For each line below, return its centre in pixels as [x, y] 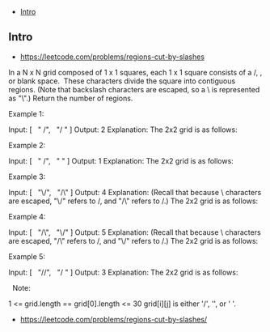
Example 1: [26, 113]
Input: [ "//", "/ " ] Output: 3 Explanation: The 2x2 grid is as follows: [123, 272]
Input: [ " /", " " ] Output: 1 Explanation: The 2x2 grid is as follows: [121, 160]
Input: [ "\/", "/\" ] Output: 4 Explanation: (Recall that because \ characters [135, 192]
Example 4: [27, 216]
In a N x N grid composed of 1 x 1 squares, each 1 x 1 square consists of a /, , [135, 72]
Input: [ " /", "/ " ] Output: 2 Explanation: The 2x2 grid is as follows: [123, 130]
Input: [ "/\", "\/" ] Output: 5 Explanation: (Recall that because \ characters [135, 232]
